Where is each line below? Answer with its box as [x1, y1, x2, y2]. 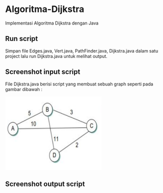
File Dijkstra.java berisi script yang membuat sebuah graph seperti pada [5, 81, 153, 87]
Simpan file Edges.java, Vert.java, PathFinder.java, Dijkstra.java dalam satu [5, 47, 158, 53]
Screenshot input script [5, 67, 80, 76]
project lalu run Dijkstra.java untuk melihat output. [5, 53, 107, 59]
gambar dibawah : [5, 86, 42, 92]
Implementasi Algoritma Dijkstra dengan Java [5, 20, 99, 26]
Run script [5, 34, 38, 43]
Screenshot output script [5, 179, 85, 188]
